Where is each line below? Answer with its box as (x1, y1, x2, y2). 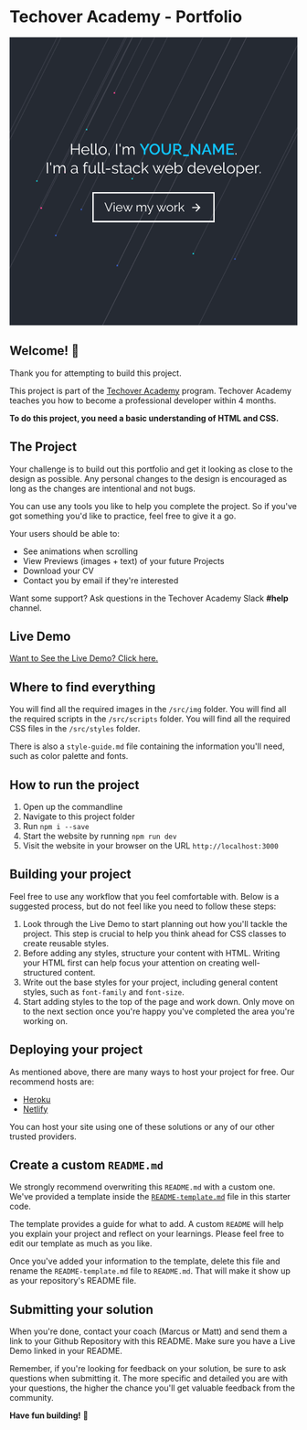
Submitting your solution (9, 1301, 153, 1318)
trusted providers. (9, 1131, 78, 1142)
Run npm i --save (22, 821, 90, 831)
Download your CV (22, 565, 94, 576)
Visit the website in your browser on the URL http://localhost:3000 (22, 840, 279, 851)
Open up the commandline (22, 802, 123, 812)
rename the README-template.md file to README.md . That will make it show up (9, 1265, 291, 1276)
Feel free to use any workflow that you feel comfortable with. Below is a (9, 891, 280, 902)
